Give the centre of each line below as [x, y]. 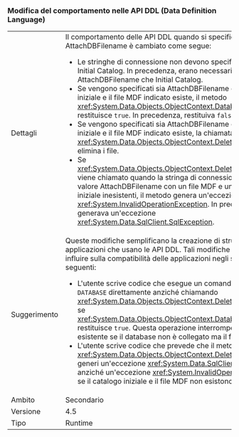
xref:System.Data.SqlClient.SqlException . [146, 222]
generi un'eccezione [111, 364]
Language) [26, 19]
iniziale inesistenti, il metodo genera [137, 196]
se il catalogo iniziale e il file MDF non [140, 381]
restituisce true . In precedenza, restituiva [146, 115]
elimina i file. [98, 151]
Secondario [85, 400]
